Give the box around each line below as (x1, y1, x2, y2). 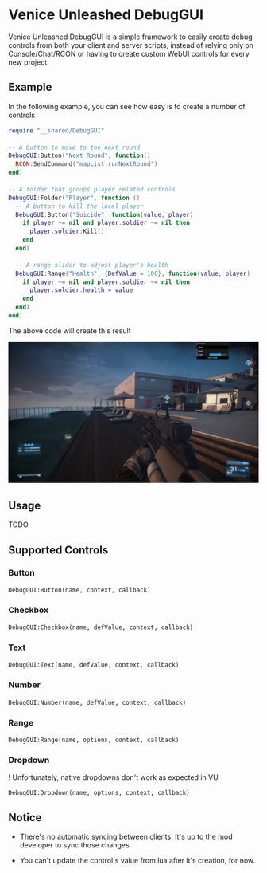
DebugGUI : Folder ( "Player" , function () (8, 194, 141, 202)
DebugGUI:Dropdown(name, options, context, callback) (8, 789, 191, 797)
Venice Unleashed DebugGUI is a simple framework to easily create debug (8, 32, 253, 41)
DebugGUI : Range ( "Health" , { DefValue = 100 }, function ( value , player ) (15, 269, 251, 277)
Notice (8, 811, 42, 824)
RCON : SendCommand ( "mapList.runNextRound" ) (15, 160, 158, 168)
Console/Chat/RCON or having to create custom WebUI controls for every (8, 49, 250, 58)
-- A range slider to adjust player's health (15, 261, 169, 269)
